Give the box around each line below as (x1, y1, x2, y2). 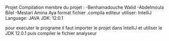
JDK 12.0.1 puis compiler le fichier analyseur (5, 30, 97, 36)
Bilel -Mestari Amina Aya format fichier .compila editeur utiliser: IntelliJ (5, 10, 152, 16)
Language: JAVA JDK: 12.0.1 (5, 15, 63, 21)
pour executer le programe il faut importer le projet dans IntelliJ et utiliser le (5, 25, 163, 31)
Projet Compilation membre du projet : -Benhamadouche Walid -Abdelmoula (5, 5, 164, 10)
